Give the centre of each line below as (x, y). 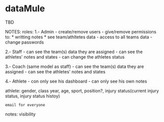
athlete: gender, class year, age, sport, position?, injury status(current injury (82, 91)
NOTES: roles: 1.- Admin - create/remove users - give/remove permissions (81, 31)
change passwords (25, 42)
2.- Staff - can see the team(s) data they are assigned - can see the (74, 52)
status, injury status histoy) (33, 96)
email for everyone (25, 105)
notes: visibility (20, 114)
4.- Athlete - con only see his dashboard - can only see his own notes (76, 81)
